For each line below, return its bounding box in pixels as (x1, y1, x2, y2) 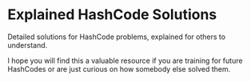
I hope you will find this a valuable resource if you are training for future (7, 56, 243, 65)
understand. (7, 40, 48, 49)
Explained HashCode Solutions (7, 6, 217, 24)
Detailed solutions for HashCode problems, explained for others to (7, 32, 225, 41)
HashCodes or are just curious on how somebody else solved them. (7, 64, 231, 73)
